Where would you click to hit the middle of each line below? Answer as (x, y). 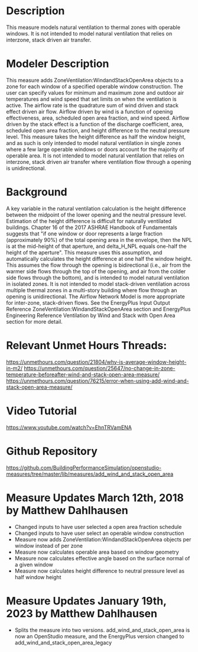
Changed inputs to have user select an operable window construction (99, 533)
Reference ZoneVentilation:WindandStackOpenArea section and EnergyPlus (98, 309)
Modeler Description (58, 64)
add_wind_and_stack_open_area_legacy (63, 643)
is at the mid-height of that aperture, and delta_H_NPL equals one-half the (97, 246)
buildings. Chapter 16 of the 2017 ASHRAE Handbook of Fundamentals (92, 227)
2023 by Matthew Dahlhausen (82, 613)
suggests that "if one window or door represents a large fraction (84, 233)
